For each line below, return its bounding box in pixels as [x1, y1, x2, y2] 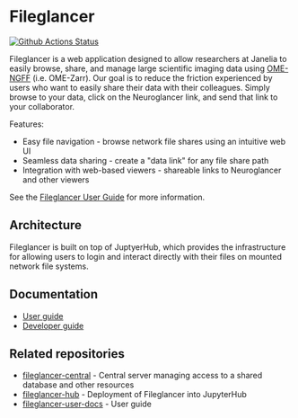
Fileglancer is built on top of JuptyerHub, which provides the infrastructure [9, 241, 286, 253]
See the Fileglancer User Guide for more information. [9, 191, 206, 202]
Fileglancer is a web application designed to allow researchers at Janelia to [9, 53, 287, 64]
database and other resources [22, 379, 135, 390]
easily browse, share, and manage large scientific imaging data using [9, 63, 265, 74]
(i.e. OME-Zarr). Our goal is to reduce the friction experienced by [32, 72, 273, 83]
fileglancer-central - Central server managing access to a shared [22, 370, 263, 381]
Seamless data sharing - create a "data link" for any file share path [22, 155, 269, 165]
